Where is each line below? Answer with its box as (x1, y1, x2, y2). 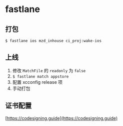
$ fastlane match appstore (12, 74, 69, 79)
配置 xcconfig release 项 (12, 79, 63, 85)
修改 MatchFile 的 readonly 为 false (12, 67, 86, 73)
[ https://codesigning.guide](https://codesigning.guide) (5, 115, 118, 121)
